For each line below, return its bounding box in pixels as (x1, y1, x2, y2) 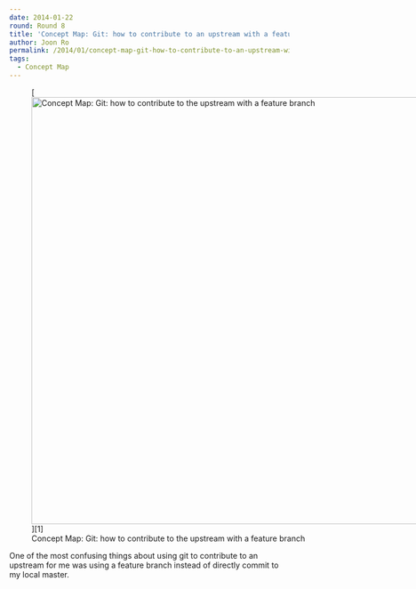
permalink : (9, 46, 50, 55)
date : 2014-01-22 (9, 12, 74, 22)
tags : (9, 54, 29, 63)
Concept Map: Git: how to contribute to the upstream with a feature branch (31, 533, 306, 544)
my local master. (9, 569, 69, 579)
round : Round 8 (9, 21, 66, 30)
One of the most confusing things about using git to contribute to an (9, 550, 259, 561)
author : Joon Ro (9, 37, 69, 47)
